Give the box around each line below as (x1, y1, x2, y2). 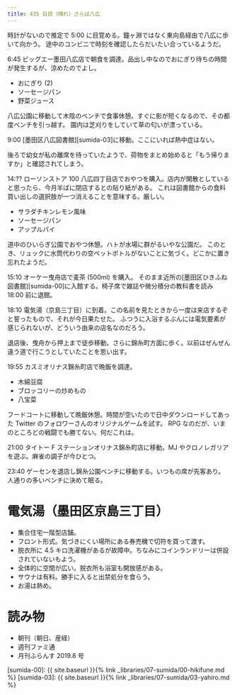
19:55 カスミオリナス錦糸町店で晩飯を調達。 (7, 362, 137, 371)
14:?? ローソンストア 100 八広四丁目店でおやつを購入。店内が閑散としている (7, 174, 230, 183)
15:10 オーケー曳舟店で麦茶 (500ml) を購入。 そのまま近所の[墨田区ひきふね (7, 272, 228, 281)
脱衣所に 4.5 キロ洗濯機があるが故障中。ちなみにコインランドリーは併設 (17, 545, 229, 554)
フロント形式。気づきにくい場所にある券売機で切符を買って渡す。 (17, 537, 209, 545)
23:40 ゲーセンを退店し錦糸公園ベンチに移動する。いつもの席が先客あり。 (7, 467, 225, 475)
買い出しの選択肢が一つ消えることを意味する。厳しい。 (7, 192, 168, 201)
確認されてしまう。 (31, 159, 88, 167)
